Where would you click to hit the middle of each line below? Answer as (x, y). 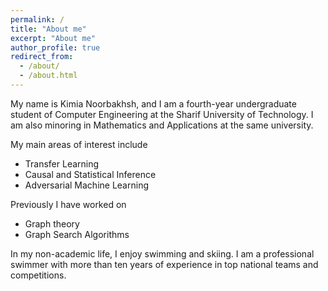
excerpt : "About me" (53, 38)
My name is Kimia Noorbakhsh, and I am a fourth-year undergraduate (153, 103)
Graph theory (52, 223)
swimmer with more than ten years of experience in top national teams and (164, 264)
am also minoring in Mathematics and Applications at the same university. (162, 125)
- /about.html (48, 76)
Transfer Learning (62, 163)
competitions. (38, 275)
